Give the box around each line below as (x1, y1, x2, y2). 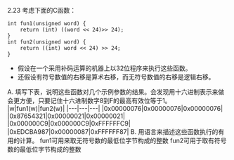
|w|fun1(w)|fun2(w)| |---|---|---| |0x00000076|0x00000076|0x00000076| (7, 105, 223, 112)
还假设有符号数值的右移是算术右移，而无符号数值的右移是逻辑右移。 (17, 73, 215, 81)
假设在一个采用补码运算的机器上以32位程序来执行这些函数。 (17, 64, 192, 72)
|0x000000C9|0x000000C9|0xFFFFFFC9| (7, 119, 131, 128)
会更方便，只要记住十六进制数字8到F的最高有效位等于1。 (7, 97, 171, 105)
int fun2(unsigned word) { (7, 39, 86, 46)
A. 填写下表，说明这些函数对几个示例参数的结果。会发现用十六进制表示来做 (7, 88, 225, 96)
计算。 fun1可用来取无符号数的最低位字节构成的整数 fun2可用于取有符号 (19, 136, 227, 145)
